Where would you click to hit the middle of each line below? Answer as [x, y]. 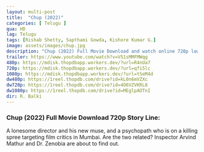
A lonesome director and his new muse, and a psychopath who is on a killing [102, 131]
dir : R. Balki [24, 96]
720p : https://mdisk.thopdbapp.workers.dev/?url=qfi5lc [78, 68]
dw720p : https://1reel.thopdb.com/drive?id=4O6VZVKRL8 [77, 85]
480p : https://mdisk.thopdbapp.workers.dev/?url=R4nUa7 [78, 62]
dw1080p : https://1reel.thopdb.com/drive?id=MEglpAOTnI [78, 91]
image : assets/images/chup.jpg [46, 46]
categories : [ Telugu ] [36, 23]
